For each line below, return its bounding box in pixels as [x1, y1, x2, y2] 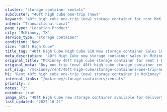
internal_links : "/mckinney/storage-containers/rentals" [5, 76, 126, 81]
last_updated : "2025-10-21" [5, 100, 64, 105]
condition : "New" [5, 40, 41, 45]
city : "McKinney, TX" [5, 30, 50, 35]
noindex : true [5, 90, 35, 95]
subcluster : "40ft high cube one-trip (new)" [5, 12, 101, 17]
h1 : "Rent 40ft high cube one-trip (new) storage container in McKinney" [5, 72, 162, 77]
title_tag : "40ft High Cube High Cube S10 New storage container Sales [5, 49, 157, 54]
